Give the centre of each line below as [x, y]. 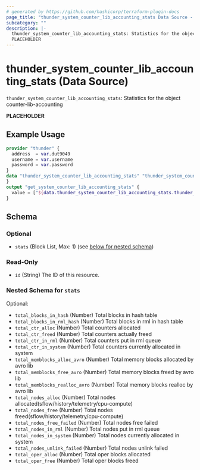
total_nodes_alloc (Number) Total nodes [65, 397]
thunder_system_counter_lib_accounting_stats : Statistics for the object [93, 98]
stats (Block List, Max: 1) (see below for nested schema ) [84, 247]
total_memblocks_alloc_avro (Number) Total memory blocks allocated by [104, 359]
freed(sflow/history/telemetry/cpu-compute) [69, 416]
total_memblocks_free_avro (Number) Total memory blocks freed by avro [104, 372]
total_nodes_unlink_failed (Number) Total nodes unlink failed [91, 448]
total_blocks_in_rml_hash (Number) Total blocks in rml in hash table [99, 321]
